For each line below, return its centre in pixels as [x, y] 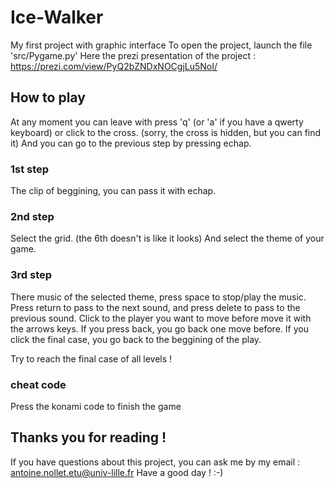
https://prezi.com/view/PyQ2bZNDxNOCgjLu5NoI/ [114, 66]
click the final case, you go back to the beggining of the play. [136, 339]
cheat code [38, 384]
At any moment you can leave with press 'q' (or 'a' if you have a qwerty [157, 122]
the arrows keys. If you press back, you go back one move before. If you [159, 328]
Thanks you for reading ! [88, 437]
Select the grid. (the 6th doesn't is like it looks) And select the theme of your [167, 238]
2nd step [32, 216]
